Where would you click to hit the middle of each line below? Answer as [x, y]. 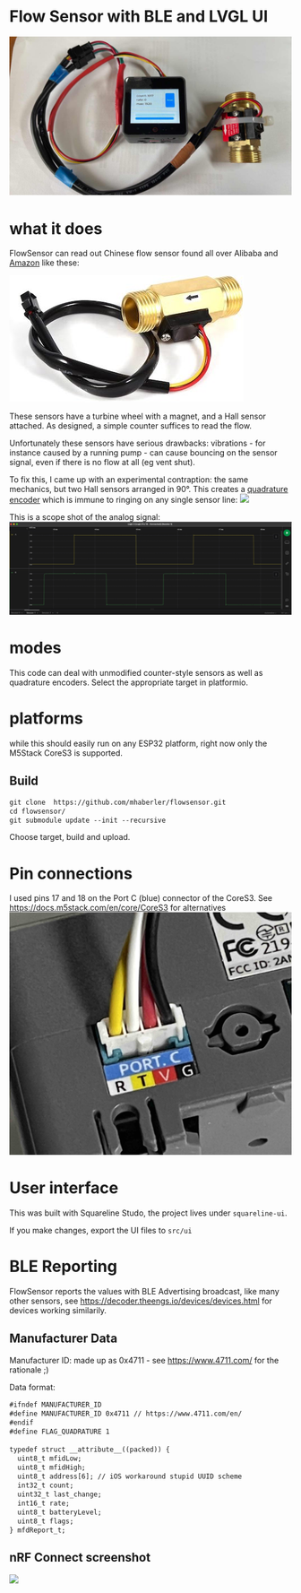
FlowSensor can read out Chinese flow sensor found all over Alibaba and [144, 254]
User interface [64, 1188]
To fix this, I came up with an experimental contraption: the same [129, 480]
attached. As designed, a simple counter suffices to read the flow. [131, 426]
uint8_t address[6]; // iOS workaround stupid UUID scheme [130, 1476]
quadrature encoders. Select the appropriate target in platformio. [129, 682]
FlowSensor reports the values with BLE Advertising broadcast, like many [144, 1291]
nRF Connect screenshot [80, 1558]
